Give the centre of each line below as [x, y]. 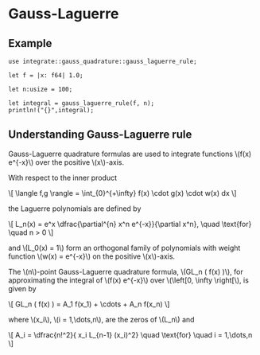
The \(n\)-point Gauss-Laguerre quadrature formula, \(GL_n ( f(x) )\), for [126, 271]
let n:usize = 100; [41, 89]
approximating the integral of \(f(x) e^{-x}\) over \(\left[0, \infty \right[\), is [128, 280]
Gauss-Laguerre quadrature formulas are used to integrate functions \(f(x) [130, 154]
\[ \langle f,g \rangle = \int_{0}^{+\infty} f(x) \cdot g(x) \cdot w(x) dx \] [122, 193]
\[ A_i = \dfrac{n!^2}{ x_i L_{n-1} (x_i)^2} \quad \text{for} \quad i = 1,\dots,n [130, 334]
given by [23, 288]
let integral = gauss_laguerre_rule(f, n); [81, 103]
